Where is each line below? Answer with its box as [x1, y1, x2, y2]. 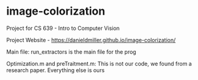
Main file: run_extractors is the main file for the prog [6, 48, 136, 56]
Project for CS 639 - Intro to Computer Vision [6, 24, 120, 32]
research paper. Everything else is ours [6, 66, 105, 74]
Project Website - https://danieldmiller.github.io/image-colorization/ [6, 36, 176, 43]
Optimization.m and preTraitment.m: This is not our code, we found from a [6, 60, 192, 67]
